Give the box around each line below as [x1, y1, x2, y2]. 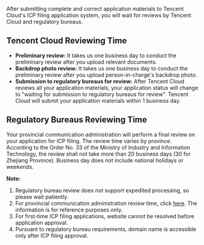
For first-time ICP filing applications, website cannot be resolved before [15, 212, 195, 219]
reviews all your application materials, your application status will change [15, 84, 199, 91]
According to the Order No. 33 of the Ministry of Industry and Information [6, 143, 191, 151]
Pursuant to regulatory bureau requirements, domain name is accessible [15, 225, 197, 233]
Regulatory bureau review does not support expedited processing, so [15, 187, 189, 194]
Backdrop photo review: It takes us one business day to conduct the [15, 64, 188, 72]
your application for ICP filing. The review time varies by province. [6, 137, 172, 145]
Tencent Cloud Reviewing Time [6, 36, 127, 46]
